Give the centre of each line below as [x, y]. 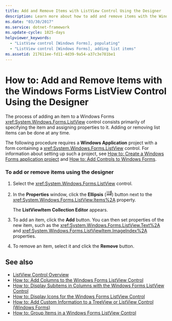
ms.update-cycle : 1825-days [35, 33]
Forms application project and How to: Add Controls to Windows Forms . [81, 159]
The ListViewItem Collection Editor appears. [60, 210]
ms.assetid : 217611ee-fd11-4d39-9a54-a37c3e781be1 [60, 54]
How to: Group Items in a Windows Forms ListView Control [74, 313]
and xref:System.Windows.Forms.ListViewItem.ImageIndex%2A [80, 231]
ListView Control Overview [41, 274]
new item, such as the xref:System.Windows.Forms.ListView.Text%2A [86, 225]
